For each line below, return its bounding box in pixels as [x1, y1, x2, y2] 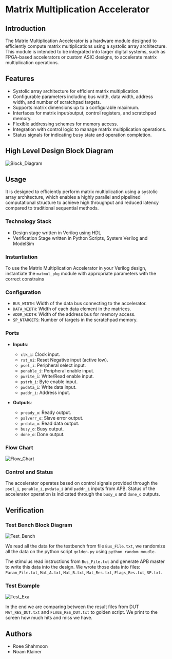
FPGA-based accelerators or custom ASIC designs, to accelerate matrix [5, 54, 157, 60]
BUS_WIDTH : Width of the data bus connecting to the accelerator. [12, 300, 147, 307]
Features [5, 74, 34, 83]
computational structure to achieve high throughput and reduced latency [5, 199, 159, 206]
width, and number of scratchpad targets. [12, 99, 101, 105]
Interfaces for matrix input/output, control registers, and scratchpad [12, 109, 157, 116]
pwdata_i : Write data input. [20, 384, 77, 390]
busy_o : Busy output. [20, 425, 64, 432]
